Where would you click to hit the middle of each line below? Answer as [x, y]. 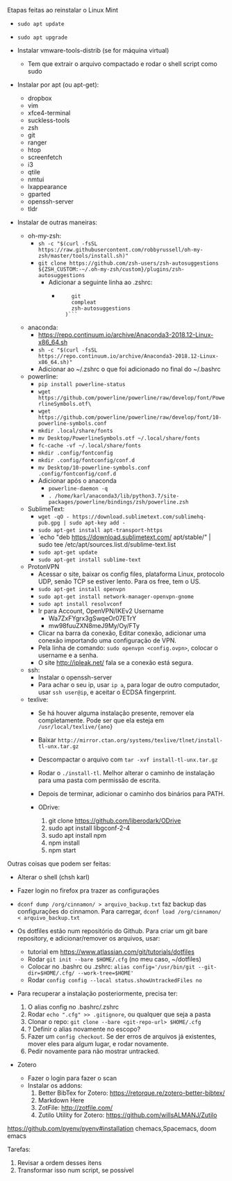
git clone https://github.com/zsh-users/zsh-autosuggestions [128, 263]
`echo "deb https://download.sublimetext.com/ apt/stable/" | [124, 537]
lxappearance [47, 187]
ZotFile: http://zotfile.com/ [75, 1108]
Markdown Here [61, 1100]
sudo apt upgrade [42, 38]
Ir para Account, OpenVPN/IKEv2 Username [101, 611]
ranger [37, 142]
